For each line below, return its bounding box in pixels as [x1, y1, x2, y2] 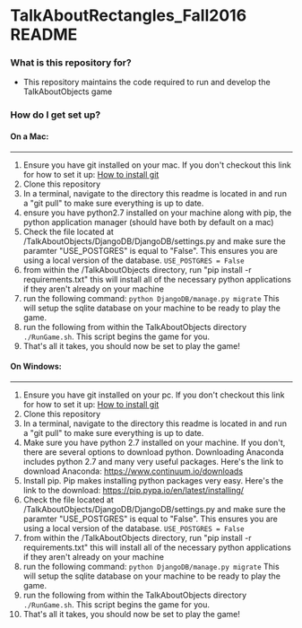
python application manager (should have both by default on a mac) [22, 216, 274, 227]
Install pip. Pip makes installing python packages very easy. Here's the [22, 475, 284, 485]
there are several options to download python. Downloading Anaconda [22, 446, 285, 458]
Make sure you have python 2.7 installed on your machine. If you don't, [22, 437, 286, 448]
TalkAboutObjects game [22, 86, 113, 97]
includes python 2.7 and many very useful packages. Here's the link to [22, 456, 284, 467]
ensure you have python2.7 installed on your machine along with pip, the [22, 207, 292, 218]
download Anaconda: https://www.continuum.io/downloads [22, 466, 244, 476]
